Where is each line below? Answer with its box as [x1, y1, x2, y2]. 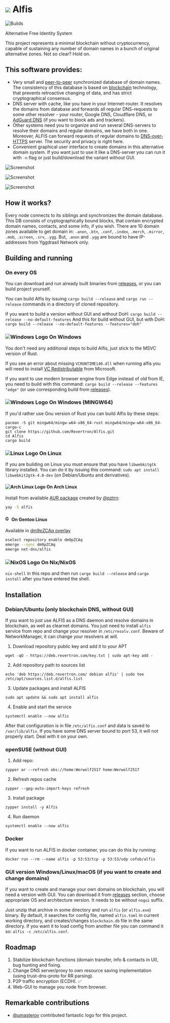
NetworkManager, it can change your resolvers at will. [5, 633, 118, 640]
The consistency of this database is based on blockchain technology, [12, 84, 158, 90]
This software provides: [5, 65, 82, 74]
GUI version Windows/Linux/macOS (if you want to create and [5, 868, 161, 875]
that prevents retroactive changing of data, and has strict [12, 90, 132, 96]
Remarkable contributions [5, 999, 90, 1007]
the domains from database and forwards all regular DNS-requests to [12, 106, 158, 112]
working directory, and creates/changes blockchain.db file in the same [5, 917, 153, 924]
